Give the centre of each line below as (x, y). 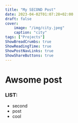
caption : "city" (31, 32)
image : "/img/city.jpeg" (39, 28)
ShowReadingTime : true (28, 46)
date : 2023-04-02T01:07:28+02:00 (39, 14)
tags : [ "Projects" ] (25, 37)
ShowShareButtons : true (29, 55)
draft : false (18, 19)
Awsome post (34, 80)
